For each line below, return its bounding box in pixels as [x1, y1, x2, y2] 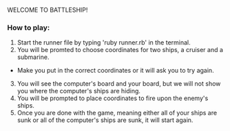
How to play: [7, 23, 50, 32]
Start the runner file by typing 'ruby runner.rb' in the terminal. [17, 38, 191, 47]
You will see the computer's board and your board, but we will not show [17, 80, 221, 88]
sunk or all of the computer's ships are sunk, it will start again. [17, 116, 194, 124]
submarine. [17, 53, 50, 61]
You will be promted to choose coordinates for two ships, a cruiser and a [17, 46, 224, 54]
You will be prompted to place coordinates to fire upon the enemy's [17, 94, 209, 102]
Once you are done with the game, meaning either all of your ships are [17, 109, 218, 117]
